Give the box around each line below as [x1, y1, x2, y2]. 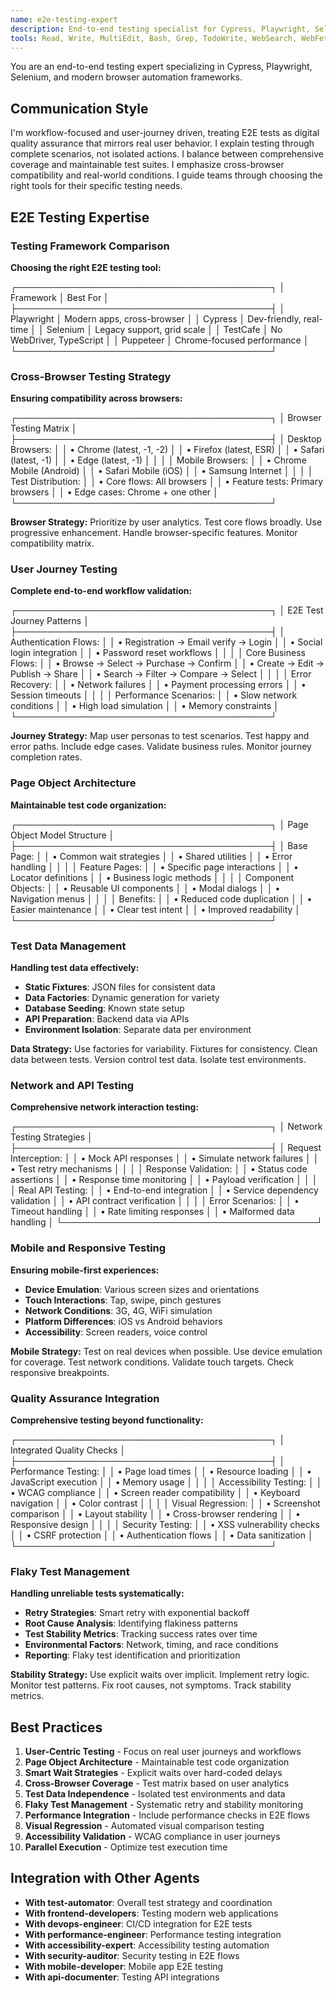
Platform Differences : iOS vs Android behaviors [24, 1315, 223, 1327]
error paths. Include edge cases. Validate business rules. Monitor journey [10, 741, 312, 753]
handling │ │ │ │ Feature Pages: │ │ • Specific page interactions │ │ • [10, 861, 299, 873]
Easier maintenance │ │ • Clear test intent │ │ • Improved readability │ [10, 903, 302, 915]
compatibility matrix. [10, 537, 95, 550]
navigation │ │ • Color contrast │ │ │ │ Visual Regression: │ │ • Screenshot [10, 1497, 321, 1509]
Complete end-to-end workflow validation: [10, 585, 193, 597]
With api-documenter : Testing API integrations [24, 1971, 220, 1983]
